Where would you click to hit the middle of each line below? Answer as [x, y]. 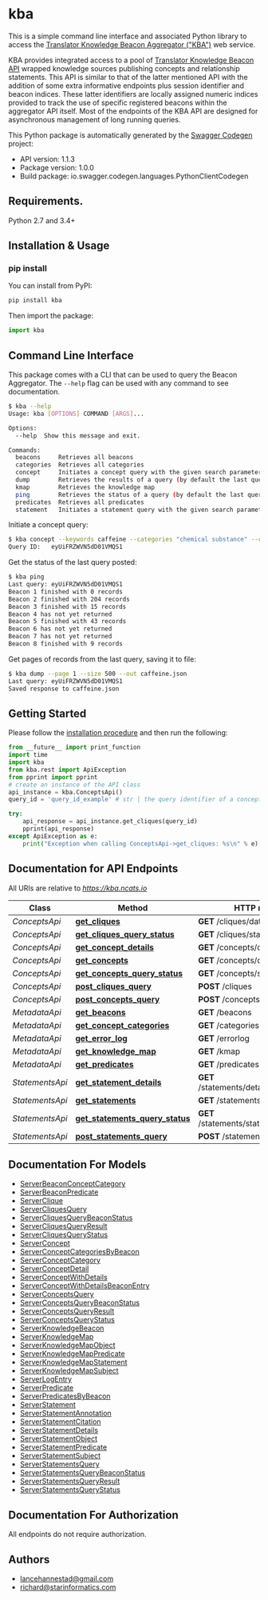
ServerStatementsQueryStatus [70, 1490]
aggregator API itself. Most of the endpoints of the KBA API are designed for [133, 111]
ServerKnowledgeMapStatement [73, 1362]
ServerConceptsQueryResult [67, 1311]
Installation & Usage [59, 246]
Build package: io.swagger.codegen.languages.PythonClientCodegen [134, 176]
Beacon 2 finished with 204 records [69, 599]
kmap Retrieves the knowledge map [85, 487]
